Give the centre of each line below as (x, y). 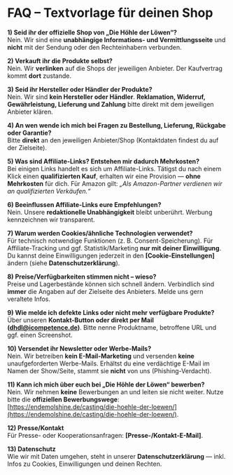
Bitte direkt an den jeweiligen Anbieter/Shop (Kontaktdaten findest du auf (113, 140)
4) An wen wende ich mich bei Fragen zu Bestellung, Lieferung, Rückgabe (116, 125)
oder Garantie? (29, 133)
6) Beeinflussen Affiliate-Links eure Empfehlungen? (84, 204)
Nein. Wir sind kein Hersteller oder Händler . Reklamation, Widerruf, (106, 97)
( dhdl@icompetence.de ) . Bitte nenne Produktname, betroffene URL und (112, 327)
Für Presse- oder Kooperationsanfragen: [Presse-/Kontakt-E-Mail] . (105, 435)
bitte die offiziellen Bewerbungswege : (63, 399)
